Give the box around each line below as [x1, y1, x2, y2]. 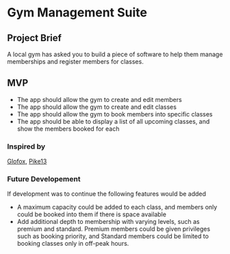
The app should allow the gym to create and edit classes [16, 103, 177, 111]
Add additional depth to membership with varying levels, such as [16, 218, 200, 226]
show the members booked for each [16, 125, 120, 133]
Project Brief [7, 32, 62, 44]
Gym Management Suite [7, 5, 148, 21]
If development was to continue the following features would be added [7, 190, 207, 198]
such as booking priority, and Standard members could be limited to [16, 232, 209, 240]
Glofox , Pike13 [7, 157, 47, 166]
